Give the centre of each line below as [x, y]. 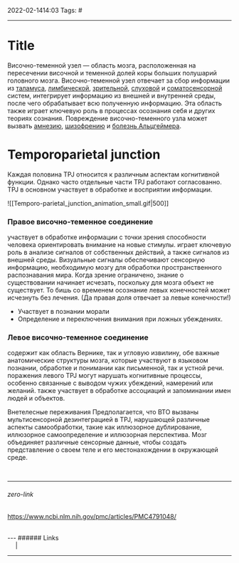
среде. [18, 458]
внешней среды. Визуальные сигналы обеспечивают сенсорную [106, 260]
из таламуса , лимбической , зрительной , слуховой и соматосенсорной [115, 88]
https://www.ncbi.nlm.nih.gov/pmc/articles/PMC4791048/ [92, 516]
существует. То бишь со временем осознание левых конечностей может [119, 290]
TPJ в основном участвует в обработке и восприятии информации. [110, 189]
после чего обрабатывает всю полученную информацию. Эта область [115, 103]
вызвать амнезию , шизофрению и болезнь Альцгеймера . [94, 126]
